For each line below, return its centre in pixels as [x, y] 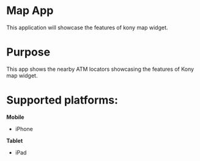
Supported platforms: [62, 100]
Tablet [15, 140]
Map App [30, 11]
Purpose [28, 52]
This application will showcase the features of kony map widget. [87, 27]
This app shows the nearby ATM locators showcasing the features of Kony [100, 69]
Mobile [15, 117]
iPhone [24, 129]
